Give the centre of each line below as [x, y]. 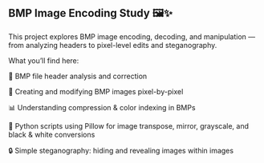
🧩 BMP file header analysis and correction [78, 76]
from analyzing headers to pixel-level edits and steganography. [113, 45]
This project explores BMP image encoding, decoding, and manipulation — [132, 36]
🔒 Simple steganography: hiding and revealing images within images [121, 150]
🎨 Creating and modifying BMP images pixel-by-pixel [96, 91]
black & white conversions [52, 134]
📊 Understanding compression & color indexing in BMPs [102, 107]
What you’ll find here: [44, 60]
